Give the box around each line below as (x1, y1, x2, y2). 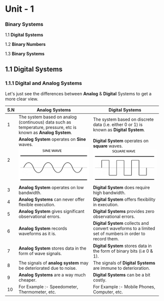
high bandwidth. (93, 190, 126, 195)
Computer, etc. (93, 289, 123, 295)
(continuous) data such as (19, 119, 72, 125)
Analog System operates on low (19, 184, 84, 190)
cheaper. (19, 277, 37, 283)
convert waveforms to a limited (93, 226, 155, 232)
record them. (93, 236, 119, 242)
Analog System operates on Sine (19, 136, 86, 142)
